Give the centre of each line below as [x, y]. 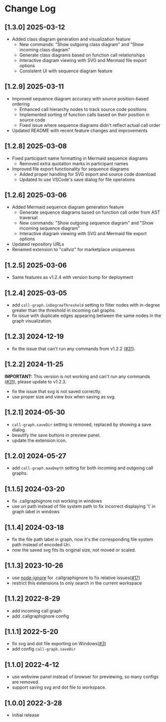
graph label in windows [36, 512]
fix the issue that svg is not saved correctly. [57, 391]
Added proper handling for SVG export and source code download [87, 174]
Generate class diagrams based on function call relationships [82, 55]
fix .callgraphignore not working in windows [57, 501]
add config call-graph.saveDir [44, 649]
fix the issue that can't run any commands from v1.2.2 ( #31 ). [74, 349]
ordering [21, 104]
